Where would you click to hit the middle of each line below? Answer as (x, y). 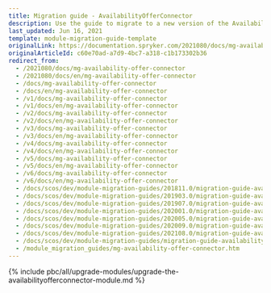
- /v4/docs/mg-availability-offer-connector (92, 143)
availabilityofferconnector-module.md (71, 280)
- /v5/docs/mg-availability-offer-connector (92, 158)
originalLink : (32, 46)
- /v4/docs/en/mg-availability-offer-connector (97, 151)
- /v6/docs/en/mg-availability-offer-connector (97, 181)
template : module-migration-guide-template (83, 38)
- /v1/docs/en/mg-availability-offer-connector (97, 106)
